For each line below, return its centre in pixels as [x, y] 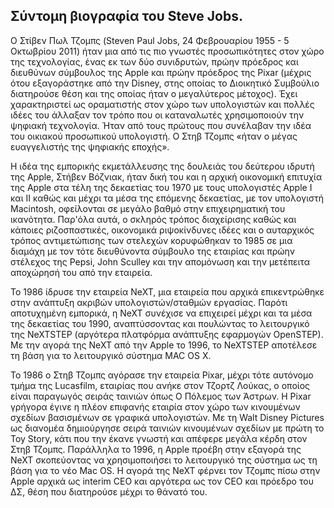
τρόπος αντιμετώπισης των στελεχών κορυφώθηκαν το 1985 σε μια [151, 240]
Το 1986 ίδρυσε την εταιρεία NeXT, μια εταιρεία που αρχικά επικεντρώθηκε [167, 291]
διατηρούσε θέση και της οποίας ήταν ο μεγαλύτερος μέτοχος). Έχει [154, 93]
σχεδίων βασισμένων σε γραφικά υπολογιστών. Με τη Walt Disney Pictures [167, 417]
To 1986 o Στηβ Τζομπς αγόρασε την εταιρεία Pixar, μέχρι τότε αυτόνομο [162, 375]
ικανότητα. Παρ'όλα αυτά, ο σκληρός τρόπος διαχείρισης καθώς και [153, 219]
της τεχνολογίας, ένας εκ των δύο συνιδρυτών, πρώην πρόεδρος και [154, 61]
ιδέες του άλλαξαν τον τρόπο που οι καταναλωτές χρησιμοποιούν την [157, 115]
